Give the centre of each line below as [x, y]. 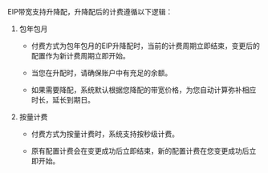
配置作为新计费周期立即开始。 [80, 56]
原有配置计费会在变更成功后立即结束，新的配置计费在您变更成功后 [140, 151]
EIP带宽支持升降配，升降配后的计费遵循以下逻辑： [90, 12]
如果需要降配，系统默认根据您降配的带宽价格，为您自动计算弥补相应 [144, 90]
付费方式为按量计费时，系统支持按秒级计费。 [105, 134]
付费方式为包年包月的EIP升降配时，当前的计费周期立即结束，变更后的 [145, 46]
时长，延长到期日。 [63, 100]
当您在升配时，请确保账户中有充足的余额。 [102, 73]
